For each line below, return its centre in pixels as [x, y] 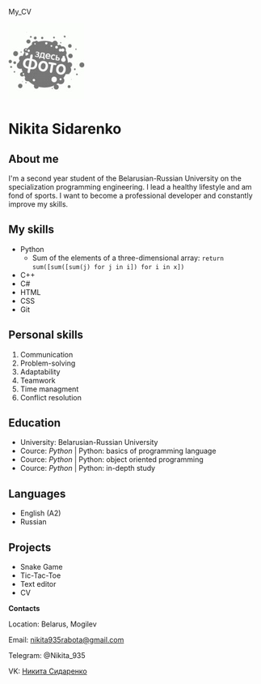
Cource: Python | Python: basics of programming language [118, 451]
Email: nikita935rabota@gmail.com [66, 640]
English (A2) [40, 513]
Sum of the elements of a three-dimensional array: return [128, 258]
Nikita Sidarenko [65, 129]
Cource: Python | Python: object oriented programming [112, 460]
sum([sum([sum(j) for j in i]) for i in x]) [108, 267]
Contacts [24, 609]
